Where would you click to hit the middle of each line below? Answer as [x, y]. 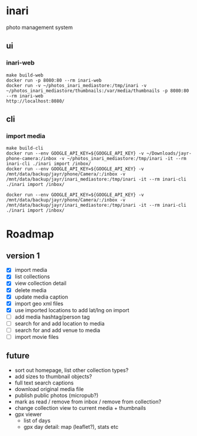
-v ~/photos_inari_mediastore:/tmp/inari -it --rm [122, 159]
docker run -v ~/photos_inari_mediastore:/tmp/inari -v [76, 85]
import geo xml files [39, 303]
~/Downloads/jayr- [169, 153]
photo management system [39, 27]
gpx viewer [28, 414]
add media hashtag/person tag [52, 317]
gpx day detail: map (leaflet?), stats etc [71, 427]
